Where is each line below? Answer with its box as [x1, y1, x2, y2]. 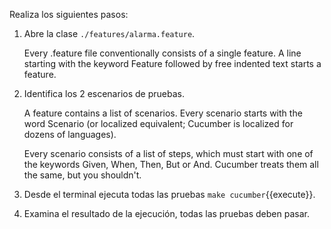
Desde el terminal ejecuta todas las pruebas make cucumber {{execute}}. [23, 189, 316, 200]
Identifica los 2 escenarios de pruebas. [23, 88, 185, 99]
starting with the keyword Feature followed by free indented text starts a [23, 58, 322, 69]
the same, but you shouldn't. [23, 169, 142, 181]
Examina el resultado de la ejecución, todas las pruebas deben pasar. [23, 208, 310, 219]
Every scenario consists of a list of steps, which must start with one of [23, 148, 314, 159]
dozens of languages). [23, 129, 117, 140]
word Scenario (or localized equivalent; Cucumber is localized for [23, 118, 294, 129]
